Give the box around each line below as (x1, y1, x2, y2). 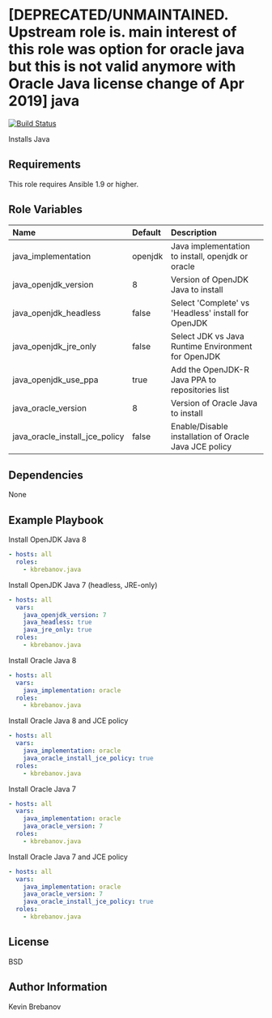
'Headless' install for (171, 307, 249, 318)
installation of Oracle (171, 431, 249, 442)
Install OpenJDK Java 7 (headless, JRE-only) (8, 580, 158, 590)
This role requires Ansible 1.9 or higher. (8, 179, 139, 189)
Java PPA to (171, 374, 217, 385)
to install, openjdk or (171, 250, 249, 262)
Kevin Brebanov (8, 1002, 62, 1012)
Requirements (8, 158, 81, 172)
